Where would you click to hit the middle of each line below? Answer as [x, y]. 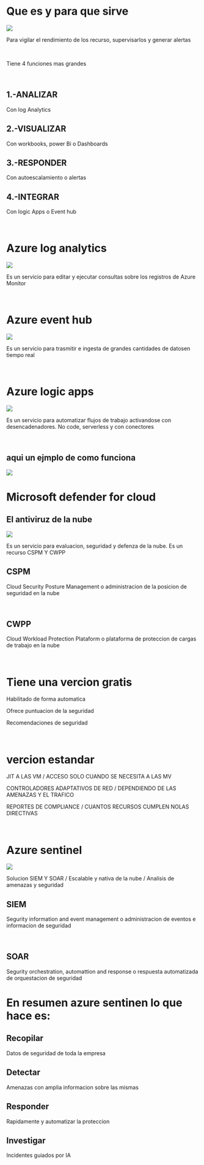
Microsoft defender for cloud [81, 497]
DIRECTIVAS [22, 813]
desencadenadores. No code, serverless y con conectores [80, 427]
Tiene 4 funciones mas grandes [46, 63]
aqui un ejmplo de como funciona [71, 458]
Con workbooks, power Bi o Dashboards [57, 144]
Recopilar [25, 1038]
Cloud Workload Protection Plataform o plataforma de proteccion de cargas [101, 639]
